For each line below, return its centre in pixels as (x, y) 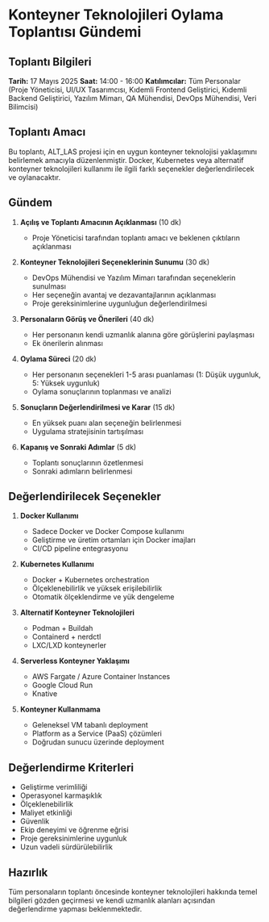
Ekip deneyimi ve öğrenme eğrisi (74, 830)
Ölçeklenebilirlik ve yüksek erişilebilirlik (97, 588)
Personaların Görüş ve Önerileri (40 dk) (87, 319)
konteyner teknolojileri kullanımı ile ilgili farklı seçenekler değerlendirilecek (132, 169)
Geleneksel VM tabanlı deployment (90, 725)
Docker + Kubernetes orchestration (91, 580)
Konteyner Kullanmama (60, 709)
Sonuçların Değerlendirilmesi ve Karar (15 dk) (97, 407)
